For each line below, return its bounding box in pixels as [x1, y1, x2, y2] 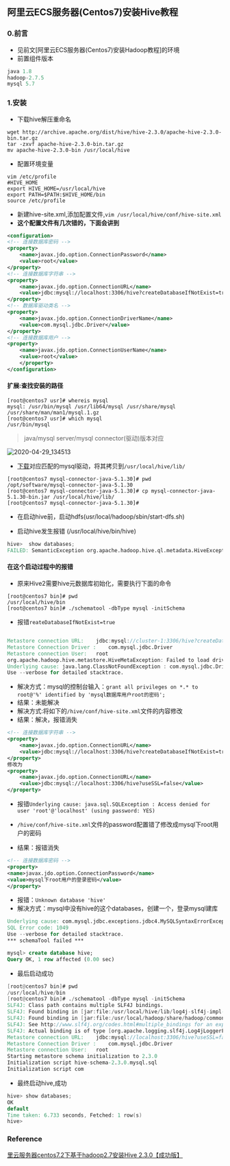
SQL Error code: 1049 [7, 924, 69, 932]
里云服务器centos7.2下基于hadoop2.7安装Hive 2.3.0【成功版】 [7, 1150, 183, 1159]
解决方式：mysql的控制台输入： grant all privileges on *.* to [16, 682, 199, 691]
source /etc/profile [7, 197, 66, 204]
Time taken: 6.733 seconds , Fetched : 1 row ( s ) [7, 1112, 142, 1119]
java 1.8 [7, 68, 32, 75]
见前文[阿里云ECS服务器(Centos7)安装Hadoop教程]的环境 [16, 45, 180, 53]
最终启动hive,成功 [16, 1078, 67, 1087]
